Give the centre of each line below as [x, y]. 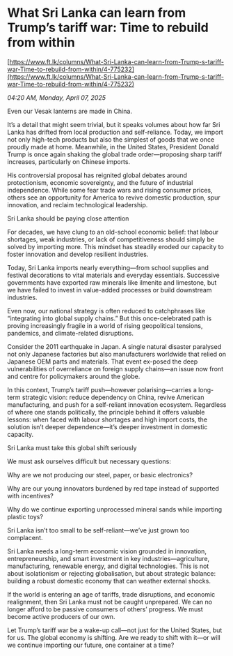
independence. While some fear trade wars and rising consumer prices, [110, 190]
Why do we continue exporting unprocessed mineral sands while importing [115, 509]
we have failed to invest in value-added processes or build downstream [110, 290]
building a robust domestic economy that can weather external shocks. [109, 581]
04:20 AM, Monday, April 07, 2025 [57, 97]
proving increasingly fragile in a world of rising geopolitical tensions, [105, 325]
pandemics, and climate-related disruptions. [71, 333]
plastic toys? [25, 516]
